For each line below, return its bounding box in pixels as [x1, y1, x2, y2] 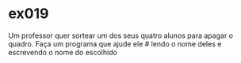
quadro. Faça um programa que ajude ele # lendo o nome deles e [8, 39, 222, 48]
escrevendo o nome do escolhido [8, 47, 117, 57]
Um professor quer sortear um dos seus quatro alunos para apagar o [8, 31, 234, 40]
